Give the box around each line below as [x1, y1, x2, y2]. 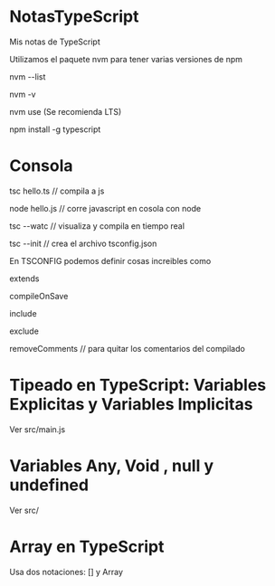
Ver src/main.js [9, 423, 66, 435]
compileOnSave [9, 290, 69, 301]
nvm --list [9, 71, 46, 82]
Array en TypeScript [9, 536, 165, 557]
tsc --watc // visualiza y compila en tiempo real [9, 220, 185, 232]
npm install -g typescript [9, 124, 101, 135]
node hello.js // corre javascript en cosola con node [9, 203, 202, 213]
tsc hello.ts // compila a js [9, 185, 105, 196]
